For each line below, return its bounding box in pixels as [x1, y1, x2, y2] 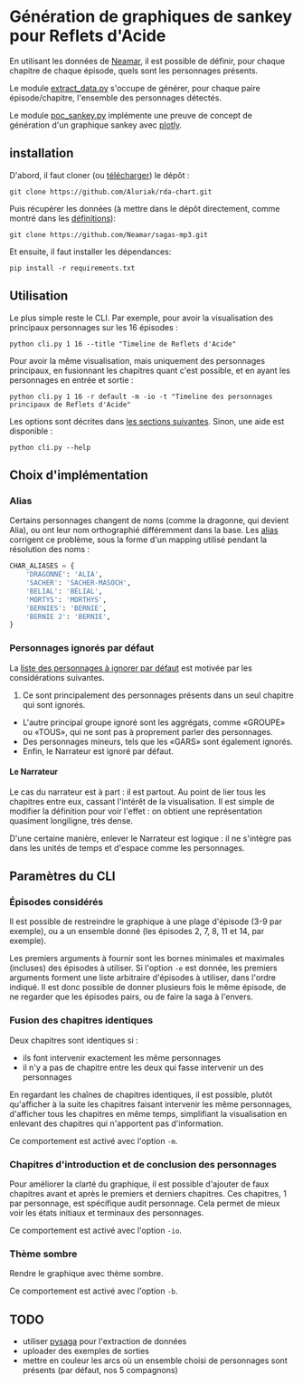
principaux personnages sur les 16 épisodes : [9, 321, 178, 332]
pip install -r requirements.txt [9, 263, 136, 272]
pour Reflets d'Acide [9, 25, 166, 46]
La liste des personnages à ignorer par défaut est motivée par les [9, 663, 253, 673]
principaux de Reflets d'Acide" [9, 400, 131, 409]
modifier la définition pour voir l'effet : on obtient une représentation [9, 806, 263, 816]
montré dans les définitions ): [9, 213, 116, 224]
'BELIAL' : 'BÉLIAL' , [25, 587, 103, 596]
